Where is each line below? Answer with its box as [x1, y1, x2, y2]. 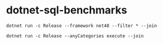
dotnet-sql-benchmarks [6, 4, 128, 17]
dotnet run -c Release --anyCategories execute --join [6, 33, 144, 39]
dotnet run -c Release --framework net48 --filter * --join [6, 23, 158, 29]
